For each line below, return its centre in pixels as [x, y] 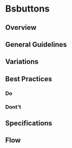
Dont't [13, 107]
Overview [21, 28]
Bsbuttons [27, 9]
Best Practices [29, 79]
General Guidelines [36, 44]
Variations [22, 62]
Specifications [29, 123]
